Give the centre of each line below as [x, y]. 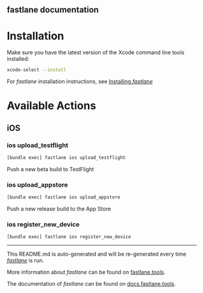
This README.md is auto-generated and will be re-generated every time [96, 254]
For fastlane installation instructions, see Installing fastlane [80, 81]
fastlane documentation [53, 10]
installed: [18, 59]
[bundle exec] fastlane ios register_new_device [69, 237]
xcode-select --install [37, 70]
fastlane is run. [26, 260]
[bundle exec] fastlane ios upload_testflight [66, 158]
